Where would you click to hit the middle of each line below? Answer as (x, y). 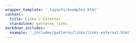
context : (14, 14)
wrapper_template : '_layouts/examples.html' (52, 10)
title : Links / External (35, 19)
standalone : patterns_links (39, 23)
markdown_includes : (25, 28)
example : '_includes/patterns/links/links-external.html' (71, 33)
